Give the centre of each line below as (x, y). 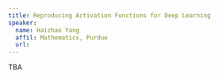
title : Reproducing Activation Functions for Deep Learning (110, 15)
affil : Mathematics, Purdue (62, 37)
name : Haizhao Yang (48, 30)
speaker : (23, 23)
